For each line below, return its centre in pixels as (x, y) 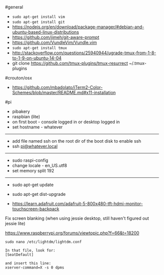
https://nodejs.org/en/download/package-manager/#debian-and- (78, 27)
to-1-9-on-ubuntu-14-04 (37, 58)
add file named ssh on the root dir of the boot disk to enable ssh (77, 141)
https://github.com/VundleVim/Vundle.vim (54, 42)
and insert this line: (28, 263)
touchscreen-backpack (36, 209)
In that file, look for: (30, 251)
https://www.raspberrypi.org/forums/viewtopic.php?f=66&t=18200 (72, 233)
